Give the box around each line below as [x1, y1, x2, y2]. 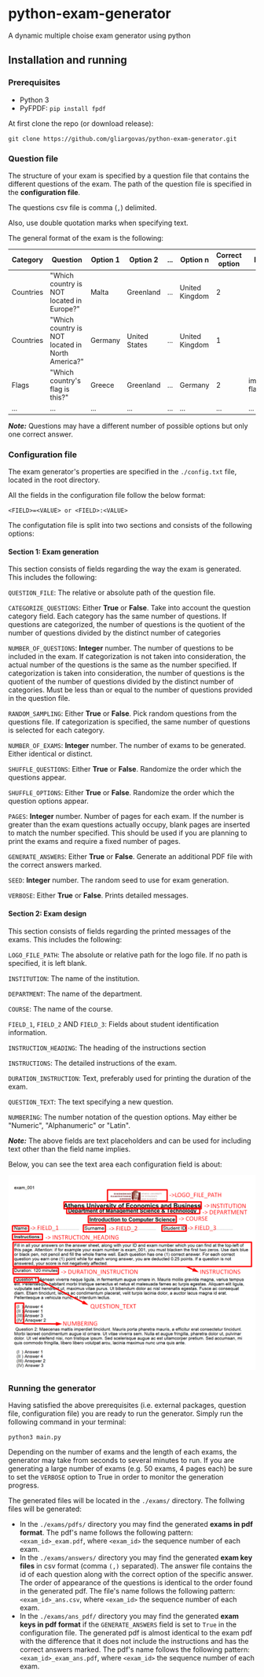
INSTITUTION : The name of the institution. [8, 973, 140, 983]
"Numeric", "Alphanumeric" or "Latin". [8, 1120, 131, 1130]
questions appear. [8, 772, 67, 783]
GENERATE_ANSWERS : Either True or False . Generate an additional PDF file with [8, 852, 253, 861]
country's [49, 376, 81, 385]
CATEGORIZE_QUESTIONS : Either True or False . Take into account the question [8, 603, 251, 613]
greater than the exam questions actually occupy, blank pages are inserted [8, 820, 251, 830]
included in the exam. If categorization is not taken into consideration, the [8, 652, 246, 662]
